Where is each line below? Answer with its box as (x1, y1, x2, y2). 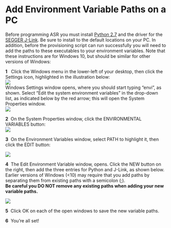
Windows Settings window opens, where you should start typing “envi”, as (5, 84, 162, 90)
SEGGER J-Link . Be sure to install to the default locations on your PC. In (5, 37, 156, 43)
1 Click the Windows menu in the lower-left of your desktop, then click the (5, 68, 163, 75)
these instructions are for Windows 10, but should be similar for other (5, 53, 151, 59)
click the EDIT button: (5, 142, 51, 148)
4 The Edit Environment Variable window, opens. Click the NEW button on (5, 161, 162, 167)
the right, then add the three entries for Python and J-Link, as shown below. (5, 166, 165, 172)
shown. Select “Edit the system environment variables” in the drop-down (5, 89, 158, 96)
